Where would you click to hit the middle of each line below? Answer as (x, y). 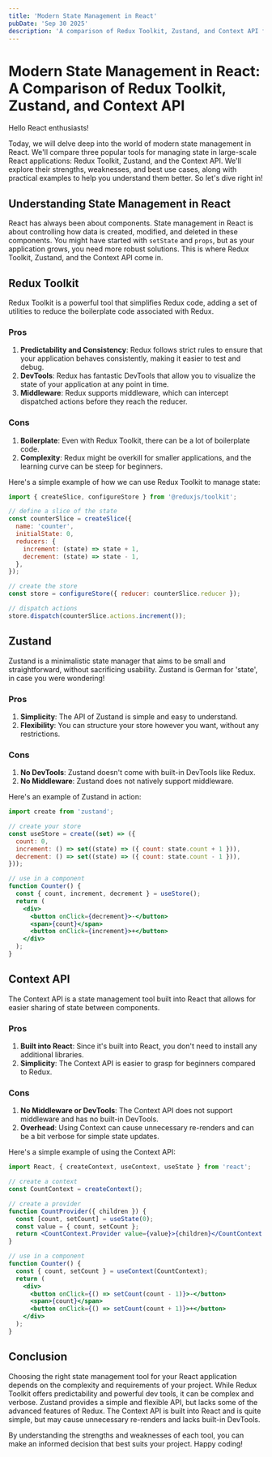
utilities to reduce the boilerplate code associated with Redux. (111, 311)
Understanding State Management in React (119, 204)
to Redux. (36, 1072)
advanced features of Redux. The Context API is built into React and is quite (135, 1411)
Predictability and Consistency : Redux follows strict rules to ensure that (141, 350)
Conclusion (38, 1357)
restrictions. (40, 734)
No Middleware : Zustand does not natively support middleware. (127, 781)
